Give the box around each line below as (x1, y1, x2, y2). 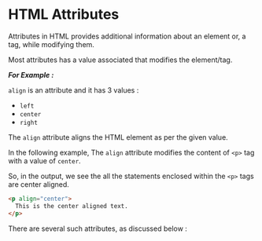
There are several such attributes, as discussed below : (8, 224, 187, 233)
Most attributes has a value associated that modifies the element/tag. (8, 55, 233, 64)
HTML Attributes (8, 5, 120, 24)
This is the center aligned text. (15, 202, 128, 210)
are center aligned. (8, 179, 69, 189)
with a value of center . (8, 155, 81, 166)
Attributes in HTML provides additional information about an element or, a (8, 31, 246, 41)
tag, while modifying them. (8, 39, 94, 49)
